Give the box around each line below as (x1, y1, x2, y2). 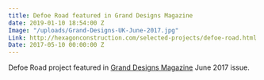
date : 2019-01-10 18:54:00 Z (8, 19, 105, 27)
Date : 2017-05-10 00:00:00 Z (8, 41, 105, 49)
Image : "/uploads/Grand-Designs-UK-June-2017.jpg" (8, 26, 179, 34)
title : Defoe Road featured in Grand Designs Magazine (8, 11, 193, 20)
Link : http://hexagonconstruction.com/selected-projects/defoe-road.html (8, 33, 258, 42)
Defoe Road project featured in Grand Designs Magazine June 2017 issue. (8, 63, 250, 72)
